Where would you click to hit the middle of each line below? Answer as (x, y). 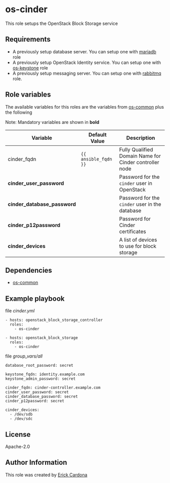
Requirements (28, 39)
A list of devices (138, 240)
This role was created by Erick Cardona (46, 475)
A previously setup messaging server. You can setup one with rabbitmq (87, 73)
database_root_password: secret (39, 366)
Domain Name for (140, 156)
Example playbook (35, 298)
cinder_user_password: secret (37, 392)
